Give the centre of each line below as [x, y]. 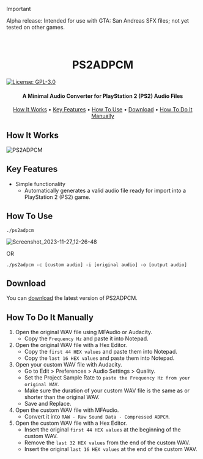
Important [19, 9]
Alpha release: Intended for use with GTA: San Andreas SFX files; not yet [98, 21]
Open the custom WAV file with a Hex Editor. [71, 423]
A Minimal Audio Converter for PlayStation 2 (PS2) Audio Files [103, 96]
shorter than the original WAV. [62, 397]
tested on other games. [36, 27]
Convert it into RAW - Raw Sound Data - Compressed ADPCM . [97, 417]
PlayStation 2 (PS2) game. [57, 197]
